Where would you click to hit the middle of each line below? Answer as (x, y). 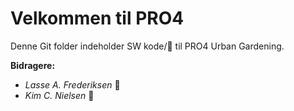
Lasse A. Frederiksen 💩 (72, 84)
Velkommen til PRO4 (97, 18)
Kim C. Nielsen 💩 (59, 95)
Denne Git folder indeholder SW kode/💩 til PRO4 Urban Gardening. (147, 46)
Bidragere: (33, 65)
